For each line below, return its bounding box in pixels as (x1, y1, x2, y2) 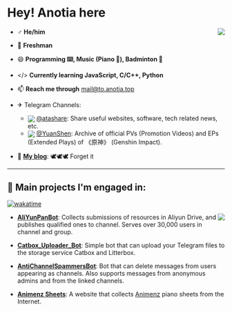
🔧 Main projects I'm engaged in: (7, 181, 146, 193)
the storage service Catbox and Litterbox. (17, 249, 136, 257)
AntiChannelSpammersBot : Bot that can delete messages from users (17, 262, 217, 270)
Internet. (17, 297, 41, 305)
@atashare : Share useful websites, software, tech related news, (36, 114, 217, 122)
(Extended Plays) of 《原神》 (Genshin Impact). (27, 138, 162, 147)
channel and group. (17, 228, 73, 236)
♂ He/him (17, 28, 46, 36)
